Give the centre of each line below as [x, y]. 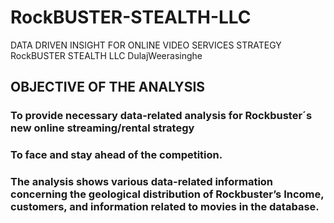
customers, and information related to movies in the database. [165, 207]
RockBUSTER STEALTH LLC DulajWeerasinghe [106, 55]
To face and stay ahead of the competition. [116, 155]
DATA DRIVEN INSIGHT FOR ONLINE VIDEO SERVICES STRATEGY [146, 45]
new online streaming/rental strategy [102, 128]
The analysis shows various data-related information [142, 182]
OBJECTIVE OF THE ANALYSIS [108, 87]
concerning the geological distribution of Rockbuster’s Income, [167, 194]
